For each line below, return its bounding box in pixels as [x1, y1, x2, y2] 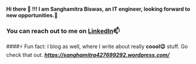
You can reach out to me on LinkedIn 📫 [6, 27, 120, 35]
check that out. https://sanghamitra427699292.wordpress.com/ [6, 51, 170, 58]
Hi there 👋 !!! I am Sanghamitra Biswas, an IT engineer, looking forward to [6, 5, 191, 12]
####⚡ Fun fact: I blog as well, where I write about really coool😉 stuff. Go [6, 43, 188, 50]
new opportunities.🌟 [6, 11, 58, 18]
